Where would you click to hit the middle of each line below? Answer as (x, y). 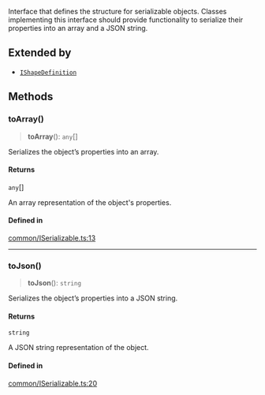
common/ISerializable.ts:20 (52, 383)
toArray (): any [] (52, 136)
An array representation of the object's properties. (90, 202)
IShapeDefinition (48, 73)
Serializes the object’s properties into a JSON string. (93, 298)
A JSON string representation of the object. (78, 348)
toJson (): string (54, 283)
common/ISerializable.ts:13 (52, 238)
